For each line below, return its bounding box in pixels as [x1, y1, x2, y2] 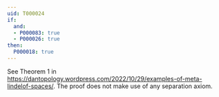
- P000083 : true [13, 29, 60, 36]
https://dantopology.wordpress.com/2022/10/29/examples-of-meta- [7, 74, 202, 83]
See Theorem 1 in [7, 67, 57, 76]
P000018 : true [13, 49, 54, 56]
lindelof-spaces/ [7, 82, 54, 90]
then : [7, 42, 23, 49]
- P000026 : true [13, 36, 60, 43]
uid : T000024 [7, 10, 45, 17]
